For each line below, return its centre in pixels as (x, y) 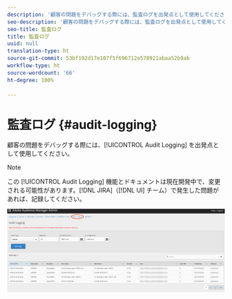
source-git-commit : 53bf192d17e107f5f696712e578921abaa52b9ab (98, 59)
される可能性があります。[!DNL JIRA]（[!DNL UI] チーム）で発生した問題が (113, 191)
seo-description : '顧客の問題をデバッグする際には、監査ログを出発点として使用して (115, 22)
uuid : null (23, 44)
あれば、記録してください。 (47, 199)
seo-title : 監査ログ (35, 29)
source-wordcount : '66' (41, 73)
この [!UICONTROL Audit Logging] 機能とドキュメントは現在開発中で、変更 (114, 182)
